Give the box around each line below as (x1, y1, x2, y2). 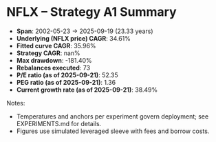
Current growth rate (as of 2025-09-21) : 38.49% (16, 85, 158, 94)
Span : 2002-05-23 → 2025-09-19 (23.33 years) (16, 27, 153, 35)
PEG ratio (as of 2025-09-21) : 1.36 (16, 78, 116, 86)
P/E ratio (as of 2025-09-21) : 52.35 (16, 70, 118, 79)
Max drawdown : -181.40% (16, 56, 92, 64)
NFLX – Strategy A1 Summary (6, 4, 177, 20)
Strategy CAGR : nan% (16, 49, 80, 57)
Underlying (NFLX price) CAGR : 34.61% (16, 34, 131, 42)
